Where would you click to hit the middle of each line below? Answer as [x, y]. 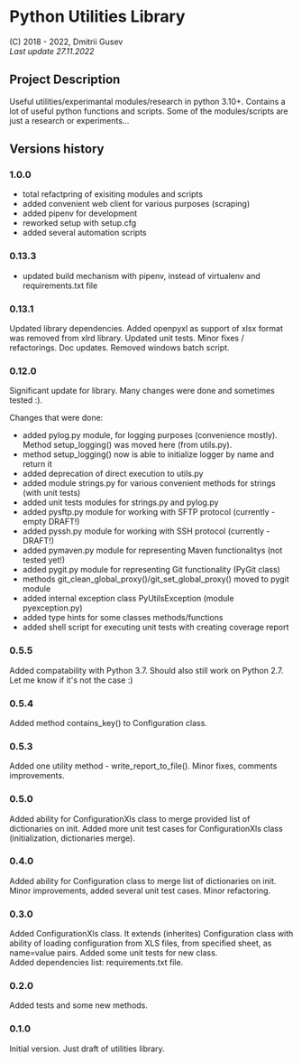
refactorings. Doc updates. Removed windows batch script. [119, 348]
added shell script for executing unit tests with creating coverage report [156, 627]
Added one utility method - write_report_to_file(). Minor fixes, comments [143, 766]
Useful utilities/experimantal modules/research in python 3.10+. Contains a [147, 101]
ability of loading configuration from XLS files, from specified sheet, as [141, 943]
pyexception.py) [52, 608]
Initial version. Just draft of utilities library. [87, 1049]
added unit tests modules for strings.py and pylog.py [120, 502]
